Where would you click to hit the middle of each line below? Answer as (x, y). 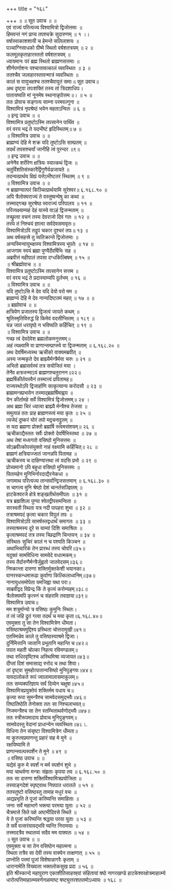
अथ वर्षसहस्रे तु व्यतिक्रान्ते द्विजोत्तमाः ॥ (42, 237)
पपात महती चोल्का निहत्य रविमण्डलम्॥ (42, 650)
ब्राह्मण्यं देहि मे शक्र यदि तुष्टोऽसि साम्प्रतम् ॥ (47, 143)
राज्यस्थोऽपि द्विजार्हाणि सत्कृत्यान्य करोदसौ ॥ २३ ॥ (54, 386)
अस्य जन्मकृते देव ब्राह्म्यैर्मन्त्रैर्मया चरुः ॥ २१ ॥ (49, 359)
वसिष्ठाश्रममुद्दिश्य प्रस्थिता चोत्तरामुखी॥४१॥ (46, 630)
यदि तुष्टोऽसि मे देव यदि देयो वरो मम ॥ (41, 291)
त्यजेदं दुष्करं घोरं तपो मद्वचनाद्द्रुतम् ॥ (39, 420)
